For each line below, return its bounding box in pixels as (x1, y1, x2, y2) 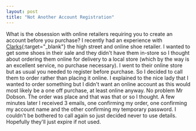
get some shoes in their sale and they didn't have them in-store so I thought (6, 49, 190, 56)
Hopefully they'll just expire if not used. (6, 118, 101, 125)
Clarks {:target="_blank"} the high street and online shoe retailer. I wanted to (6, 42, 190, 50)
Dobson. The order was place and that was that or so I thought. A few (6, 93, 175, 100)
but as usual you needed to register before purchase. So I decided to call (6, 68, 183, 75)
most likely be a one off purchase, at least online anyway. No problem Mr (6, 87, 183, 94)
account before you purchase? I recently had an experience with (6, 37, 163, 44)
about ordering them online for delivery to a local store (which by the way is (6, 55, 190, 63)
